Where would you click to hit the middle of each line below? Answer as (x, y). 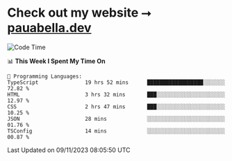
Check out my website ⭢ (79, 13)
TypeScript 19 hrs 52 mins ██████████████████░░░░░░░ (116, 82)
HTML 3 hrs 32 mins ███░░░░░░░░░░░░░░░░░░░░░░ (116, 94)
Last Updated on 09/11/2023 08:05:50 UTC (69, 150)
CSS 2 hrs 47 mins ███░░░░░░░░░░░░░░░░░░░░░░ (116, 107)
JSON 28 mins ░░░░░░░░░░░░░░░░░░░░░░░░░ (116, 119)
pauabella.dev (49, 28)
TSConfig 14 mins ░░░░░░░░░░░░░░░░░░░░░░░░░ (116, 131)
